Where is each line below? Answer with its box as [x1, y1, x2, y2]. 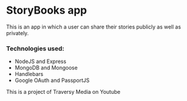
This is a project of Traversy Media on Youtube [6, 89, 121, 96]
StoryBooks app [6, 4, 87, 17]
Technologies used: [6, 44, 65, 52]
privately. [6, 29, 29, 36]
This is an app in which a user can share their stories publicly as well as [6, 23, 181, 30]
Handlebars [14, 71, 43, 78]
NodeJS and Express [14, 58, 66, 65]
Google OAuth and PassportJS [14, 77, 90, 84]
